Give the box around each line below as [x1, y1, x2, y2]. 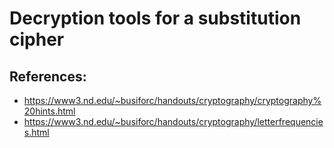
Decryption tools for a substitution [9, 7, 302, 30]
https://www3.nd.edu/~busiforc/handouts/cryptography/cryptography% [23, 95, 322, 106]
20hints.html [23, 105, 76, 117]
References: [9, 68, 87, 85]
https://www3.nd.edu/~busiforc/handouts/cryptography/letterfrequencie [23, 116, 324, 127]
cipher [9, 28, 65, 51]
